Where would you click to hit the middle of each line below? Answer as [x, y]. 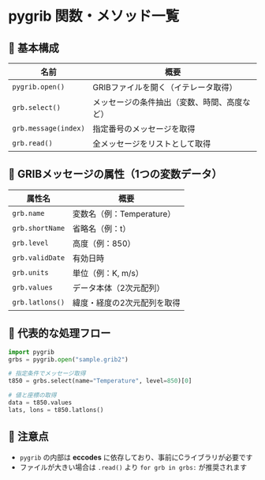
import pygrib [32, 352]
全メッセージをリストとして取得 [152, 144]
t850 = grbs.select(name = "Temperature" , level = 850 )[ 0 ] [100, 381]
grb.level [30, 243]
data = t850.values [40, 403]
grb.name [28, 213]
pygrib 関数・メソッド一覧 [94, 16]
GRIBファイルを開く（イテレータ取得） [165, 87]
